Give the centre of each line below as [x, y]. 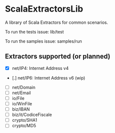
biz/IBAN [21, 109]
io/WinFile [22, 104]
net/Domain [24, 87]
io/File [18, 98]
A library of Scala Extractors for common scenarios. [57, 22]
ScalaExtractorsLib [44, 9]
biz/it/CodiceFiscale [32, 115]
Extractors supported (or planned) [58, 57]
